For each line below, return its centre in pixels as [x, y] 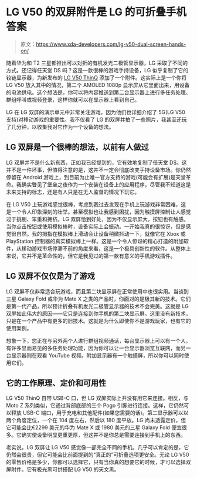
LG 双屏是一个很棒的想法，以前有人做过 [78, 147]
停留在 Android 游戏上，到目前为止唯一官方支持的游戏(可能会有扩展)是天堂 [96, 177]
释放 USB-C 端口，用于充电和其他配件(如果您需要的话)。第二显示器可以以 [100, 413]
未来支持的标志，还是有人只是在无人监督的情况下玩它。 [73, 192]
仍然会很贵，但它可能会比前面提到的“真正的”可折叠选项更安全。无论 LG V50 [98, 455]
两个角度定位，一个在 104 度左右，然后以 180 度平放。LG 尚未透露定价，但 [96, 420]
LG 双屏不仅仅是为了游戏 [51, 276]
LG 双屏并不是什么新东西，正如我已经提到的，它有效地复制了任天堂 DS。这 [96, 162]
